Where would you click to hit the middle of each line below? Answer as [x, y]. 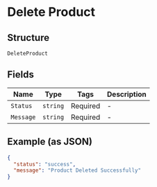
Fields [21, 74]
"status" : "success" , [45, 164]
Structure [28, 38]
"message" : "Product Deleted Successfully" [77, 170]
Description [127, 94]
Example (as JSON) [50, 142]
